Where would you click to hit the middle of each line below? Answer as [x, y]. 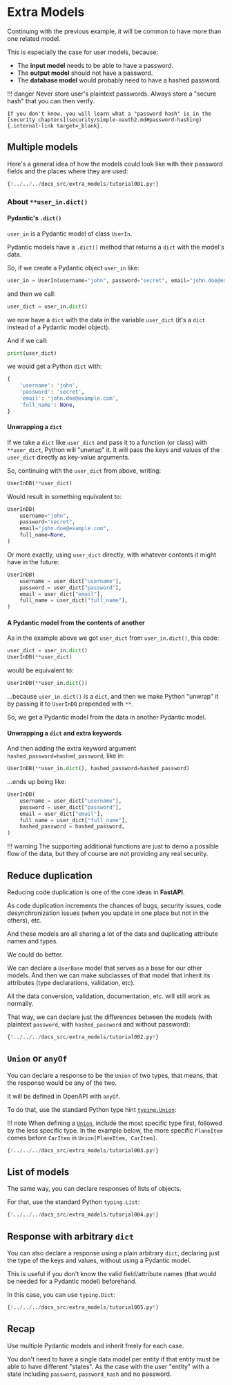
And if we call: [28, 340]
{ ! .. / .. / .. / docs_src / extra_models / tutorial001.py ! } [83, 184]
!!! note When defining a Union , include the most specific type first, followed [115, 1123]
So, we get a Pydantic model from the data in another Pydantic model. [107, 717]
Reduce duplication [50, 875]
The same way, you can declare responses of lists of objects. [94, 1189]
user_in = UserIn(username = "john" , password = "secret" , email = [98, 280]
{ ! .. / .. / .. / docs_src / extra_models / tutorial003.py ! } [83, 1150]
